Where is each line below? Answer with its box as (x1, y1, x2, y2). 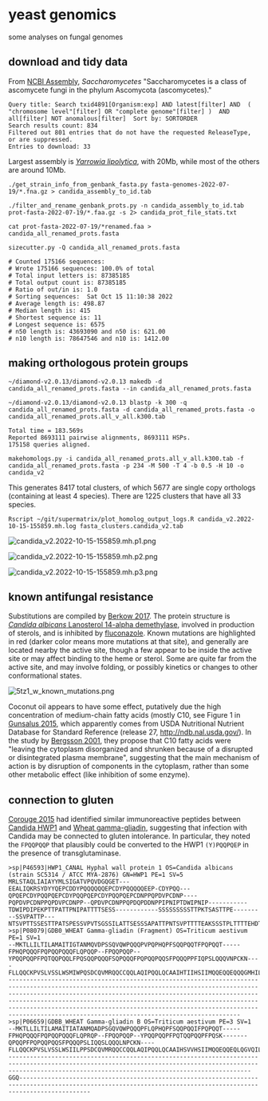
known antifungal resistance (8, 590, 154, 603)
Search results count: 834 (8, 122, 98, 130)
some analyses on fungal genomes (8, 32, 124, 42)
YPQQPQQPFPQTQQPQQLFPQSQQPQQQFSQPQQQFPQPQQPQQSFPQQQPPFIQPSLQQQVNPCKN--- (8, 955, 259, 963)
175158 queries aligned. (8, 440, 91, 449)
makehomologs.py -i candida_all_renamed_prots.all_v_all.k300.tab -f (8, 454, 245, 462)
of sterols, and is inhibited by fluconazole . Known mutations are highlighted (8, 628, 256, 638)
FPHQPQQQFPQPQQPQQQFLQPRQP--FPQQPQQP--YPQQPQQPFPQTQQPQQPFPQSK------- (8, 1032, 248, 1040)
